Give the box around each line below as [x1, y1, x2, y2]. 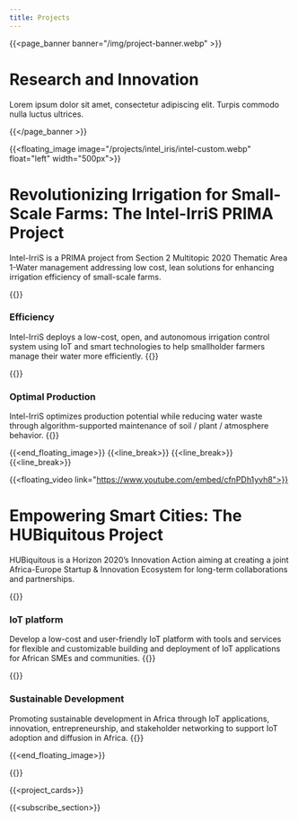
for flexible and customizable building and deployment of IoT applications [9, 643, 281, 654]
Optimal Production [9, 390, 96, 402]
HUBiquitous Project [9, 525, 164, 545]
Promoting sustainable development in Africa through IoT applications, [9, 713, 270, 724]
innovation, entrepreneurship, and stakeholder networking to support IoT [9, 722, 278, 733]
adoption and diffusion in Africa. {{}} [9, 732, 145, 743]
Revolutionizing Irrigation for [9, 184, 228, 205]
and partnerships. [9, 574, 75, 585]
